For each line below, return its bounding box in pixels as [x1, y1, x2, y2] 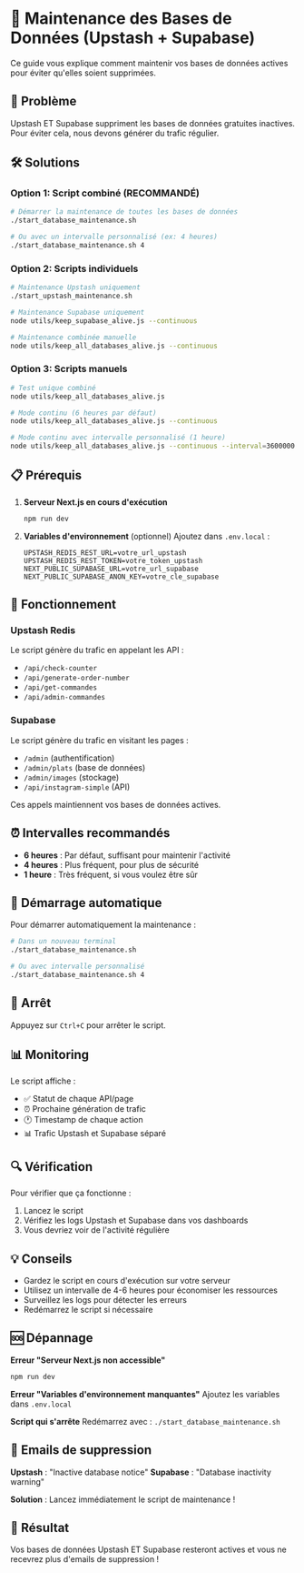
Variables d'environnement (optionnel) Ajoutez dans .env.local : [23, 530, 270, 541]
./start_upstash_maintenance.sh [10, 291, 132, 301]
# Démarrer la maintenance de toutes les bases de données [10, 207, 239, 217]
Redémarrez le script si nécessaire [23, 1305, 153, 1316]
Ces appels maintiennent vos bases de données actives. [10, 799, 221, 810]
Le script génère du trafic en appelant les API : [10, 645, 184, 656]
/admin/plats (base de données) [23, 761, 146, 772]
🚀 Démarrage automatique [10, 895, 162, 911]
